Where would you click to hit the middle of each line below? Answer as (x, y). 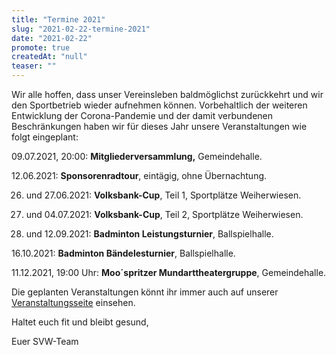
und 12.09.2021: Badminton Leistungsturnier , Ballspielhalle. (149, 234)
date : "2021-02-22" (52, 38)
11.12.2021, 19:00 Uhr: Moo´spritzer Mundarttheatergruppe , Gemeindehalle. (169, 272)
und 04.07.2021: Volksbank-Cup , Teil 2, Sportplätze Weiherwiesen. (164, 214)
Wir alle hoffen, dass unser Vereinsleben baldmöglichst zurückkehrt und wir (167, 94)
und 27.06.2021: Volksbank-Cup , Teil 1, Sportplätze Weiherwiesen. (163, 195)
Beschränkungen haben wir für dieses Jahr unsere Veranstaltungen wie (159, 126)
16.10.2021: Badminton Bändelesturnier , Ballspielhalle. (123, 253)
